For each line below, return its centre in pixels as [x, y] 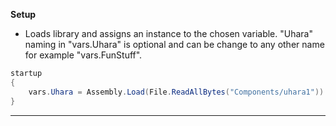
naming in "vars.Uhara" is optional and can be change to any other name [174, 44]
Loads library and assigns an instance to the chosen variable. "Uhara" [168, 33]
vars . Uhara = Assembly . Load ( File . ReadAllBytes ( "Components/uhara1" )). [178, 92]
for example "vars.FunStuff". [83, 55]
